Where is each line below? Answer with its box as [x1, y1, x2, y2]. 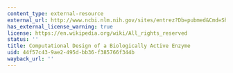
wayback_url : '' [7, 56, 54, 63]
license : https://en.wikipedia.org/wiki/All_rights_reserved [7, 29, 188, 37]
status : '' [7, 36, 39, 43]
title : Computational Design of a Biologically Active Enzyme [7, 42, 191, 49]
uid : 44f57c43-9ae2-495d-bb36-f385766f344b [7, 49, 135, 56]
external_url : [7, 17, 49, 24]
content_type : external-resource [7, 10, 104, 17]
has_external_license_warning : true [7, 23, 113, 30]
